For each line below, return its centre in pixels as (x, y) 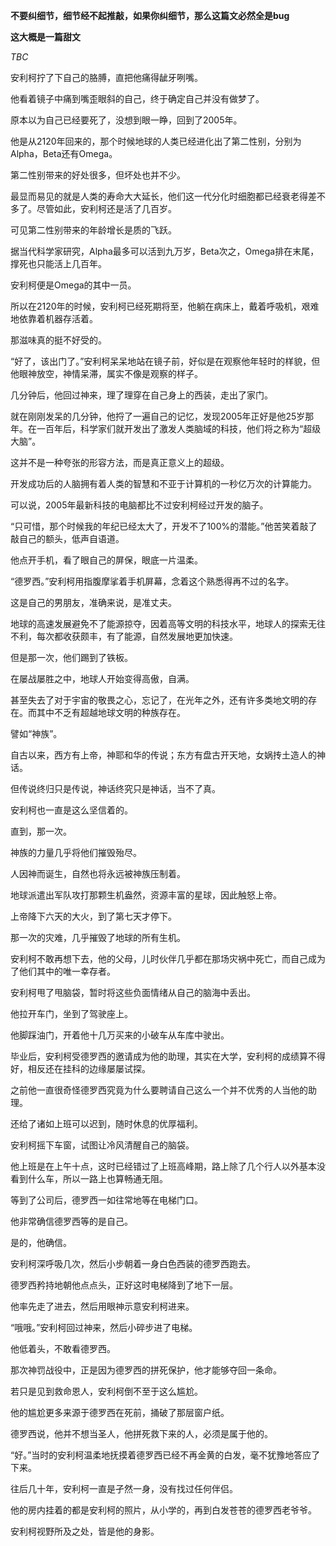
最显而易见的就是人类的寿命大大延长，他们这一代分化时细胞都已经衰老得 (159, 196)
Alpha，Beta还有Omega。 (64, 153)
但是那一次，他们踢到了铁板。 (71, 657)
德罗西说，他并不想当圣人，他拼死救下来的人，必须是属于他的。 (141, 1433)
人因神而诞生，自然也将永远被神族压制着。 (98, 873)
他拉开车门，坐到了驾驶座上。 (71, 1013)
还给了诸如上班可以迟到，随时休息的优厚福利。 (106, 1123)
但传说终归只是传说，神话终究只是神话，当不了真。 (115, 788)
